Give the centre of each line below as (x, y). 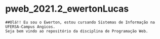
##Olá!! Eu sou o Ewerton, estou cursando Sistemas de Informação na (80, 22)
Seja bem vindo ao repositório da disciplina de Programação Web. (77, 31)
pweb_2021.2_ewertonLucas (67, 9)
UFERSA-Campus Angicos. (30, 27)
